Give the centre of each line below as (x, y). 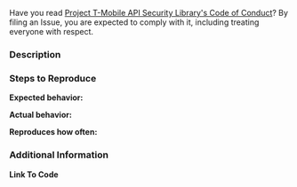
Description (35, 54)
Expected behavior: (46, 97)
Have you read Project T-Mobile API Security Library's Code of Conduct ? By (149, 13)
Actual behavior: (41, 115)
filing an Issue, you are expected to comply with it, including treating (134, 22)
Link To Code (34, 174)
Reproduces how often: (53, 132)
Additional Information (59, 155)
